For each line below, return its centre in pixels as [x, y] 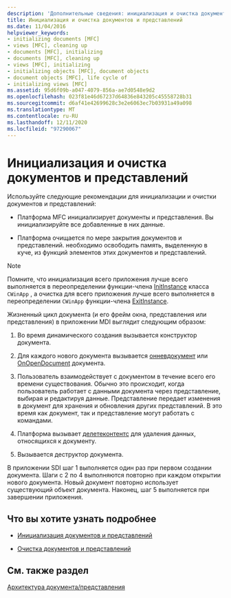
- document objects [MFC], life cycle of [67, 78]
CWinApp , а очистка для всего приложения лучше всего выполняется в [111, 294]
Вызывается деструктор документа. [70, 455]
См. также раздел [48, 570]
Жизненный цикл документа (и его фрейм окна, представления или [107, 315]
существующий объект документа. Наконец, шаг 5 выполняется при [108, 490]
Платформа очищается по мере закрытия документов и [99, 238]
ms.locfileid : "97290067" [44, 129]
